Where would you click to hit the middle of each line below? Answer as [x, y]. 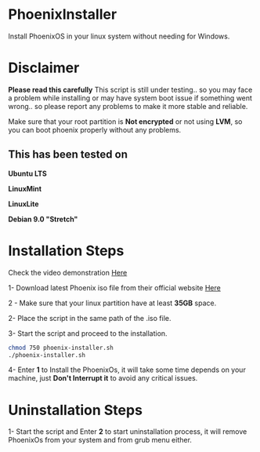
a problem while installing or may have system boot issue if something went [130, 98]
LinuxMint [25, 188]
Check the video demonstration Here [68, 272]
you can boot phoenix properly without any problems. [95, 129]
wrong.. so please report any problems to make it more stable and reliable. [128, 106]
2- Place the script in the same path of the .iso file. [90, 318]
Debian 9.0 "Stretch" [43, 219]
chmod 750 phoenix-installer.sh [61, 348]
